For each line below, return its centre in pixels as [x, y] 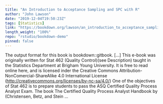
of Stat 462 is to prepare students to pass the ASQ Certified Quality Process [81, 86]
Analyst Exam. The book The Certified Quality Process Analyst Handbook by [81, 91]
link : [10, 28]
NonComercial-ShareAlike [31, 75]
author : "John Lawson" [28, 14]
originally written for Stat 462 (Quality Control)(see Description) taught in [78, 60]
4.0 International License [83, 75]
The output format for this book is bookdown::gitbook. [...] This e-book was [81, 55]
